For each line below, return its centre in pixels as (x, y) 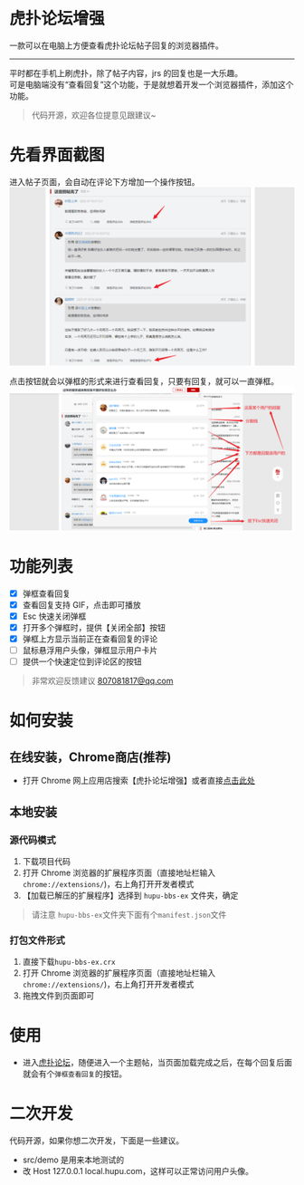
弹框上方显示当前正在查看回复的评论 (90, 639)
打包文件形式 (38, 940)
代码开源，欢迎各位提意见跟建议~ (94, 115)
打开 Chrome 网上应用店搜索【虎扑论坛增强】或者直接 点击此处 (139, 781)
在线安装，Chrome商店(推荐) (90, 757)
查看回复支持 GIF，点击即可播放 (82, 604)
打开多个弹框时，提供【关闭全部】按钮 (94, 627)
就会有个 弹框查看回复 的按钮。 (75, 1074)
